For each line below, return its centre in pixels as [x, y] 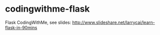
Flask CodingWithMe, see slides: [38, 22]
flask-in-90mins [21, 27]
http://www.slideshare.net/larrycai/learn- [113, 22]
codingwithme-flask [47, 9]
